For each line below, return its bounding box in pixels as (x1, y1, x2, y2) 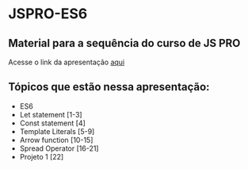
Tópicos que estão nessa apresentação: (8, 80, 210, 94)
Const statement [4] (19, 118, 86, 128)
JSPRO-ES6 (8, 5, 88, 23)
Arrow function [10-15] (19, 135, 93, 144)
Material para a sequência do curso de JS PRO (8, 36, 241, 50)
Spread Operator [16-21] (19, 144, 99, 153)
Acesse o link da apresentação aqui (8, 57, 125, 67)
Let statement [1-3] (19, 109, 82, 119)
